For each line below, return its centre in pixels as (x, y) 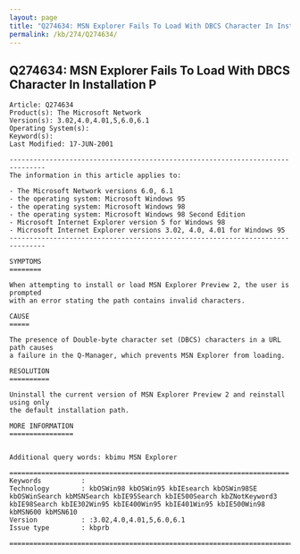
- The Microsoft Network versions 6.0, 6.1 (92, 192)
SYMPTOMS (25, 262)
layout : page (33, 17)
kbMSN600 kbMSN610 (43, 512)
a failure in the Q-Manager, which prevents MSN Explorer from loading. (147, 356)
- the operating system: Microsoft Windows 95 (97, 199)
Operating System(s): (50, 129)
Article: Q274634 (42, 105)
